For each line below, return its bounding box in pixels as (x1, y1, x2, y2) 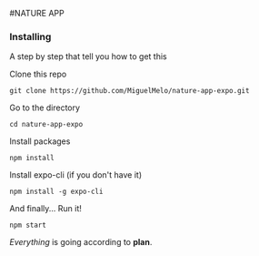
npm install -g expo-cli (9, 187, 104, 197)
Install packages (9, 136, 71, 147)
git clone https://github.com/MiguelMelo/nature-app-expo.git (9, 87, 250, 96)
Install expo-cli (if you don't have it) (9, 169, 143, 180)
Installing (9, 30, 52, 43)
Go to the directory (9, 102, 80, 113)
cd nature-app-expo (9, 120, 84, 129)
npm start (9, 220, 47, 230)
